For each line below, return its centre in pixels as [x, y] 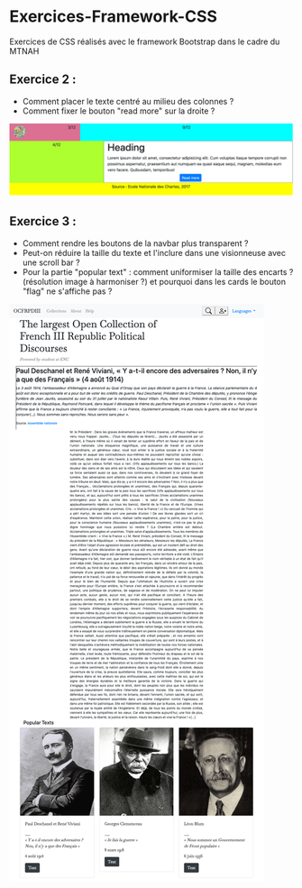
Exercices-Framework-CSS [114, 17]
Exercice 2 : [43, 80]
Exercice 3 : [43, 221]
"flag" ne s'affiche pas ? [67, 291]
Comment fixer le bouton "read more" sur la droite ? [119, 111]
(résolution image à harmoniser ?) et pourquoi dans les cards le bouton [154, 281]
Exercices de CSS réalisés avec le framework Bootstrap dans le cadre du [145, 41]
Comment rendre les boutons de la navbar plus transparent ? [135, 243]
